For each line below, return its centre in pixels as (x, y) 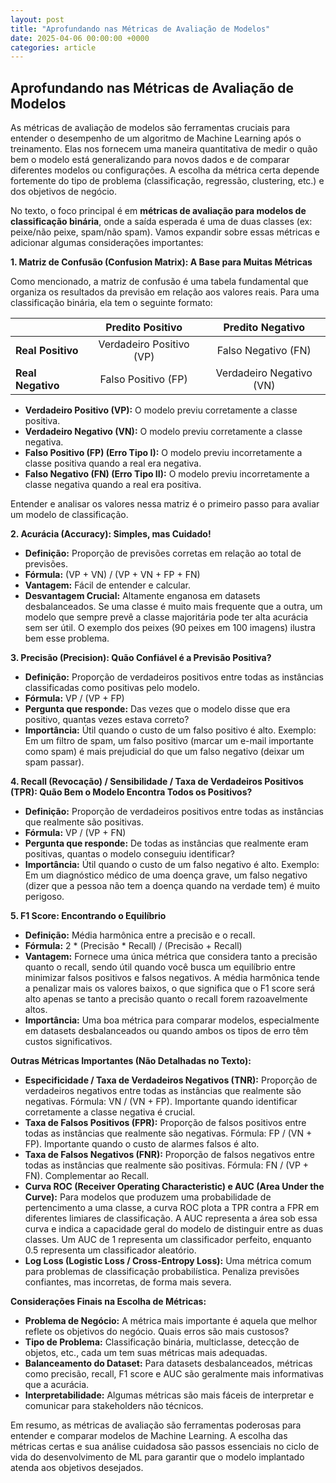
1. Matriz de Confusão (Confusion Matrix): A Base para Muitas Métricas (161, 262)
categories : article (53, 47)
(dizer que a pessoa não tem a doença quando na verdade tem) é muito (172, 886)
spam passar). (54, 762)
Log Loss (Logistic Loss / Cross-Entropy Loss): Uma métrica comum (168, 1261)
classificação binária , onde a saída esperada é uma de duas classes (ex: (161, 222)
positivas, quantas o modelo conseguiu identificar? (129, 854)
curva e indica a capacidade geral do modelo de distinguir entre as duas (174, 1229)
